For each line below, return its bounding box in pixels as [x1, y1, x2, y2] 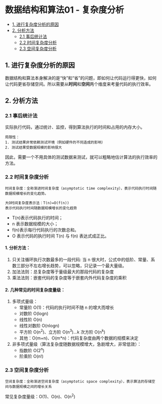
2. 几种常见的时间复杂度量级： [5, 287, 65, 292]
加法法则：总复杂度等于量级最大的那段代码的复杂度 [12, 269, 114, 275]
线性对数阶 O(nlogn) [19, 323, 59, 329]
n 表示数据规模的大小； [12, 221, 59, 226]
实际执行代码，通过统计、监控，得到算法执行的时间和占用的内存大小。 [5, 124, 145, 130]
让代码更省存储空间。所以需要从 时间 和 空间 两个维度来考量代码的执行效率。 [5, 81, 153, 87]
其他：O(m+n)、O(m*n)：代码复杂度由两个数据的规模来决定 [19, 335, 139, 341]
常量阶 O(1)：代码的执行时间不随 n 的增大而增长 [19, 305, 115, 310]
